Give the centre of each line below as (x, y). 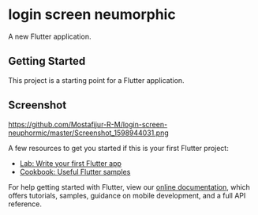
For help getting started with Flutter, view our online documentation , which (129, 187)
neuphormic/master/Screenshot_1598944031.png (88, 133)
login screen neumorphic (92, 15)
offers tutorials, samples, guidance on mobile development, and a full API (127, 195)
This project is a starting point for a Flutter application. (96, 80)
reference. (25, 204)
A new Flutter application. (50, 36)
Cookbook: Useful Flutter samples (75, 172)
